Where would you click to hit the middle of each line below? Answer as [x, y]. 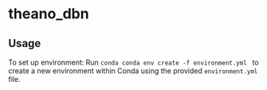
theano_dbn [49, 14]
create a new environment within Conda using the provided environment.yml [133, 71]
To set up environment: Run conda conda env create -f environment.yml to [133, 62]
